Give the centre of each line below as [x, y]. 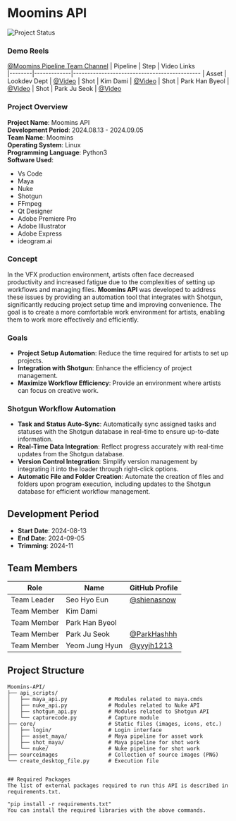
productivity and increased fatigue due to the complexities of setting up [111, 282]
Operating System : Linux [44, 145]
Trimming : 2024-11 [45, 546]
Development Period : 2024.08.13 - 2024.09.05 [75, 130]
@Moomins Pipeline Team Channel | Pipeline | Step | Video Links [101, 66]
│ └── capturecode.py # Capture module [83, 717]
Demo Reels [28, 51]
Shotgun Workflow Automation [62, 409]
